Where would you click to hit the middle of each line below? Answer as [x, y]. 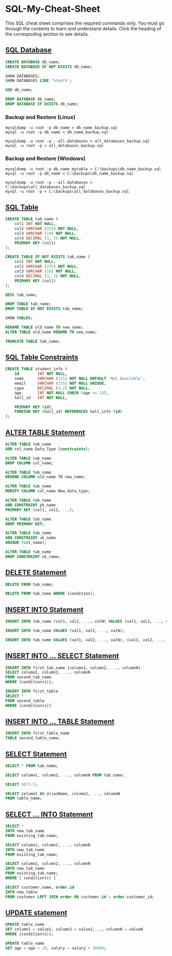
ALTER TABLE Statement [45, 432]
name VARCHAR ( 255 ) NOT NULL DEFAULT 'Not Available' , [80, 379]
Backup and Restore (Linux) [40, 117]
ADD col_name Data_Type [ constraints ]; [48, 449]
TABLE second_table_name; [33, 738]
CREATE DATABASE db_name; [33, 62]
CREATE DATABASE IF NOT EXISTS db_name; [49, 67]
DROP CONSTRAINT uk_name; [33, 557]
